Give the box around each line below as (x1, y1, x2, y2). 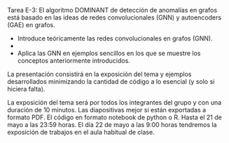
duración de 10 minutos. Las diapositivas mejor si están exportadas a (7, 106, 207, 114)
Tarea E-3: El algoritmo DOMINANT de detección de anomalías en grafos (7, 6, 218, 14)
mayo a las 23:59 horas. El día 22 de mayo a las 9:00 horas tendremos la (7, 121, 217, 128)
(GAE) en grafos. (7, 21, 56, 29)
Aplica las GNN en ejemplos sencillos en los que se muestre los (17, 49, 201, 57)
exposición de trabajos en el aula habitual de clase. (7, 128, 155, 136)
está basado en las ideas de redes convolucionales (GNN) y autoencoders (7, 13, 222, 22)
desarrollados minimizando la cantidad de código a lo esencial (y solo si (7, 77, 215, 86)
